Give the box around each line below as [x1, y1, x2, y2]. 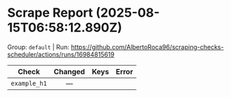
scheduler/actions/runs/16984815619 [7, 50, 114, 59]
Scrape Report [7, 5, 93, 21]
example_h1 [11, 79, 47, 87]
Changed [53, 66, 86, 76]
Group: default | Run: [7, 43, 70, 51]
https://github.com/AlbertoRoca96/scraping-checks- [70, 43, 224, 51]
